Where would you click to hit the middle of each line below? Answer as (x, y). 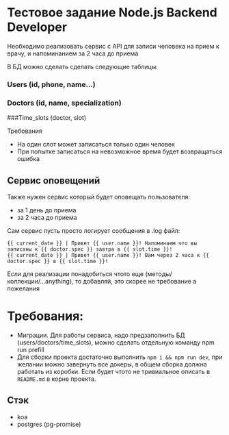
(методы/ (159, 274)
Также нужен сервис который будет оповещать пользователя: (98, 197)
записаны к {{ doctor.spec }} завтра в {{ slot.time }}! (90, 249)
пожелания (23, 288)
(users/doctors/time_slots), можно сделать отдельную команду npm (116, 342)
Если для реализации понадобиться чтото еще (76, 274)
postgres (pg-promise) (49, 424)
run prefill (30, 349)
